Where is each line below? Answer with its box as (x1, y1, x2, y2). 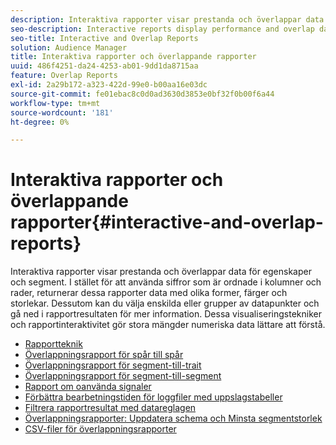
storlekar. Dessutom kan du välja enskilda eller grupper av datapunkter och (10, 297, 320, 310)
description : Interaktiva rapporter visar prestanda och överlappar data (10, 14, 325, 25)
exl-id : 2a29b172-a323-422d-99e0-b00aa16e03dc (10, 80, 208, 90)
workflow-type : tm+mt (10, 98, 101, 108)
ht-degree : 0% (10, 117, 70, 127)
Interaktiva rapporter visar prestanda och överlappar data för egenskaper (10, 266, 312, 278)
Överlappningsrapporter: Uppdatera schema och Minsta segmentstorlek (24, 412, 323, 425)
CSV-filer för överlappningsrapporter (24, 423, 177, 435)
